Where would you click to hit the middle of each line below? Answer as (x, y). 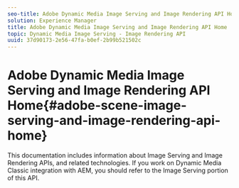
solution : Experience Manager (52, 21)
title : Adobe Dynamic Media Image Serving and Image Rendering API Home (117, 27)
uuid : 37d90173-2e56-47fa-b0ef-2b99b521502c (74, 40)
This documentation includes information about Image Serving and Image (115, 155)
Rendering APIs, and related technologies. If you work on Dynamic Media (115, 163)
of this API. (23, 178)
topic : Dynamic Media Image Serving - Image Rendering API (97, 34)
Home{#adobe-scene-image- (97, 105)
